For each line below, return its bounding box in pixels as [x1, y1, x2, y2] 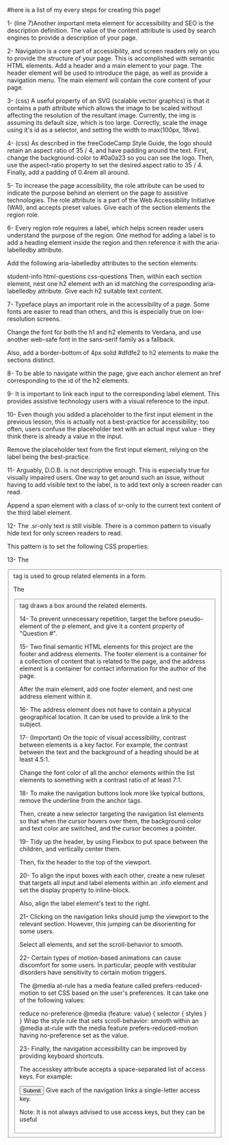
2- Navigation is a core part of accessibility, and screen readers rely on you [7, 47, 220, 55]
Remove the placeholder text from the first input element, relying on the [7, 446, 208, 453]
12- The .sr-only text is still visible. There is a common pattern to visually [7, 522, 211, 530]
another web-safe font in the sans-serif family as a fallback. [7, 335, 176, 343]
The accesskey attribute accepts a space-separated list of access [19, 1065, 206, 1073]
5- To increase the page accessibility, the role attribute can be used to [7, 182, 205, 189]
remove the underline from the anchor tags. [19, 796, 142, 804]
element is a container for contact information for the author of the [19, 664, 207, 673]
